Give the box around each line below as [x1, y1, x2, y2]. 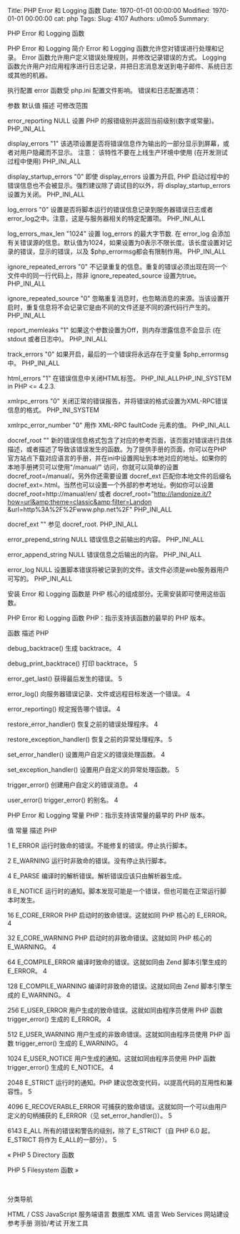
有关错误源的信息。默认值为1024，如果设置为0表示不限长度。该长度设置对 [7, 239, 226, 246]
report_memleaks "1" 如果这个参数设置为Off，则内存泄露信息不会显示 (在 [7, 326, 221, 334]
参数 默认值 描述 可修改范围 [7, 101, 88, 109]
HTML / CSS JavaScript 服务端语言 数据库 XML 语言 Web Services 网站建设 [7, 1210, 230, 1218]
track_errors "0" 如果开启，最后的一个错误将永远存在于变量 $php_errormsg [7, 350, 229, 358]
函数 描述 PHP [7, 629, 49, 637]
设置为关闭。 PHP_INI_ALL [7, 190, 86, 199]
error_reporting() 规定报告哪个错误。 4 [7, 705, 121, 713]
